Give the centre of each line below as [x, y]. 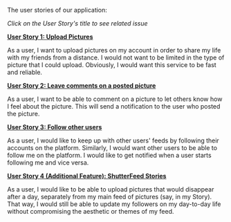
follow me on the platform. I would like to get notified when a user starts [110, 155]
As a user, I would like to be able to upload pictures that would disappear [111, 189]
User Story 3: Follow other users [55, 127]
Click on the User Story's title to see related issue [77, 23]
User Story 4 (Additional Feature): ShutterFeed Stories [87, 176]
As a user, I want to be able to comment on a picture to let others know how [115, 99]
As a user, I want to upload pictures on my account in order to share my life [114, 50]
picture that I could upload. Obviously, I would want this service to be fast [112, 65]
